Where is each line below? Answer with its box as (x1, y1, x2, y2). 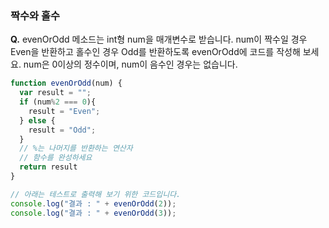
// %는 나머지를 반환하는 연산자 (19, 143, 133, 154)
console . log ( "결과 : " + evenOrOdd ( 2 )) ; (10, 198, 177, 209)
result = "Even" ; (28, 106, 101, 116)
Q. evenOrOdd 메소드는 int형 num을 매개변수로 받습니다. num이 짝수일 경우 (10, 33, 308, 46)
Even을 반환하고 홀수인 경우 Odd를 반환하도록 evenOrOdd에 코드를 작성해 (10, 46, 301, 58)
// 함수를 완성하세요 (19, 153, 93, 163)
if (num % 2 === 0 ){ (19, 97, 97, 107)
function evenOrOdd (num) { (10, 78, 123, 89)
